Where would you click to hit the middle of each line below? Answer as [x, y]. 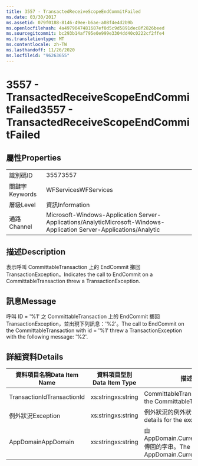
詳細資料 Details [35, 357]
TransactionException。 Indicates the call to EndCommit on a [80, 274]
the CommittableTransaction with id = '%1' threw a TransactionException [94, 330]
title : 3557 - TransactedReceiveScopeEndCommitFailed [74, 12]
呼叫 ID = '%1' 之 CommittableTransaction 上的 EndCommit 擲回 [83, 317]
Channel [21, 227]
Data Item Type [114, 383]
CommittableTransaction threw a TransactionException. [73, 281]
